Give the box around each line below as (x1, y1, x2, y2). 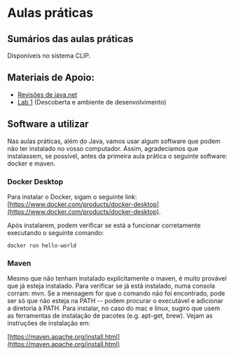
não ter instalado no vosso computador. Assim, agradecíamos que (7, 144, 198, 152)
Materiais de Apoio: (7, 72, 95, 83)
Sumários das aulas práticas (7, 33, 134, 45)
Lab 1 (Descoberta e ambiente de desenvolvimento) (17, 98, 167, 106)
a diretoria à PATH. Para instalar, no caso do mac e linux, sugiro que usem (7, 304, 221, 313)
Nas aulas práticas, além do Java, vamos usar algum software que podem (7, 137, 221, 145)
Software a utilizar (7, 118, 89, 130)
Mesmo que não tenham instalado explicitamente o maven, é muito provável (7, 274, 227, 283)
